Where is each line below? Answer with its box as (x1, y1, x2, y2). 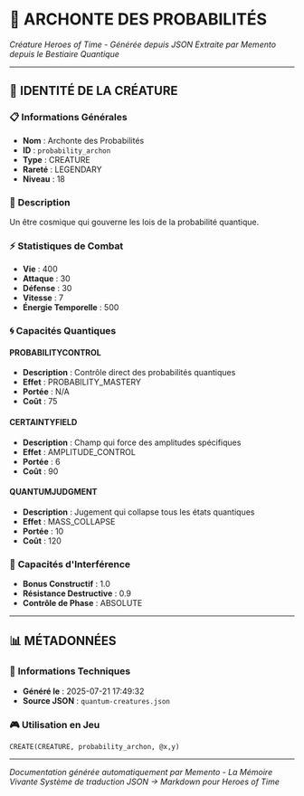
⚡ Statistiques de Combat (9, 240, 124, 252)
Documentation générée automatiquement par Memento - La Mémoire (9, 767, 273, 778)
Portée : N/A (22, 386, 70, 397)
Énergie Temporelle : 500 (22, 302, 119, 313)
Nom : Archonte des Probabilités (22, 135, 145, 146)
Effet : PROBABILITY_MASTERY (22, 376, 142, 388)
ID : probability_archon (22, 145, 111, 156)
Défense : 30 (22, 283, 72, 294)
